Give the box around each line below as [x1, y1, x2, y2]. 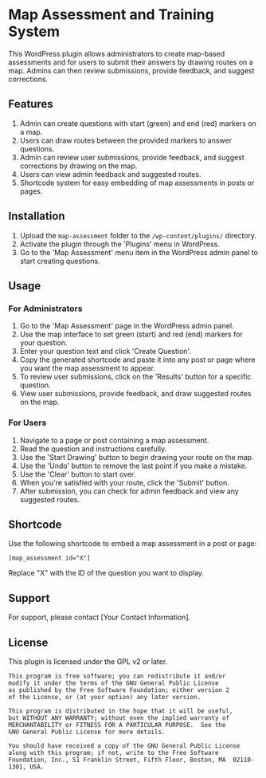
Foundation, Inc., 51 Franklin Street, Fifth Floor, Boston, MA [8, 756, 226, 764]
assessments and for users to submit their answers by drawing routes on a [8, 57, 253, 67]
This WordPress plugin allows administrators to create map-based [8, 49, 225, 58]
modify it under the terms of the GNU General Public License [8, 679, 219, 687]
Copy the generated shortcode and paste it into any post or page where [19, 355, 256, 364]
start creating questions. [19, 256, 101, 265]
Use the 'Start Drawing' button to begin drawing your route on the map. [19, 452, 254, 462]
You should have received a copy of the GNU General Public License [8, 741, 241, 750]
